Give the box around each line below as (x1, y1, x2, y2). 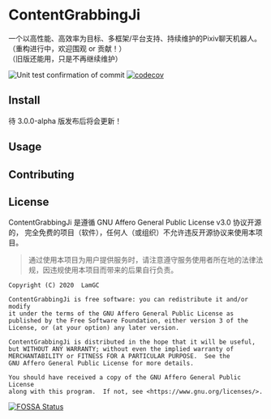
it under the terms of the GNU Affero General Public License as (8, 310, 234, 318)
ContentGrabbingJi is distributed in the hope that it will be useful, (8, 338, 256, 346)
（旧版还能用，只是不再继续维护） (8, 53, 123, 63)
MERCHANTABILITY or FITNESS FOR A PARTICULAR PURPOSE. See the (8, 353, 230, 361)
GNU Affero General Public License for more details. (8, 359, 195, 368)
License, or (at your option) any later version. (8, 324, 180, 332)
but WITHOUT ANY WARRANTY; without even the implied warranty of (8, 345, 234, 353)
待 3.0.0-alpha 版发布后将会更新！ (8, 116, 123, 126)
